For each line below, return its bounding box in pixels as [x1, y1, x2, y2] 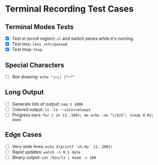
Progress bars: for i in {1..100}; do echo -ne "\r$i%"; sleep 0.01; [12, 112, 154, 117]
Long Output [5, 88, 44, 97]
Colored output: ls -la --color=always [12, 106, 91, 112]
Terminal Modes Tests [5, 23, 74, 31]
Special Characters [5, 61, 65, 69]
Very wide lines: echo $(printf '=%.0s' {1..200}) [12, 143, 113, 149]
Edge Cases [5, 131, 42, 139]
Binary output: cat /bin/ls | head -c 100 [12, 154, 96, 160]
